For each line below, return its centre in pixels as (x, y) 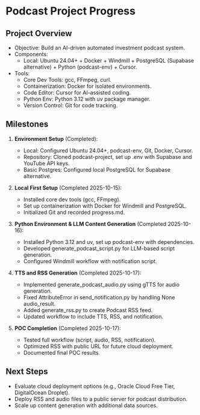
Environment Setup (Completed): (56, 139)
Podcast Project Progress (71, 11)
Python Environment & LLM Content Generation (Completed (90, 223)
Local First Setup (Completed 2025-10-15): (68, 187)
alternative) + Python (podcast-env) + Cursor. (80, 67)
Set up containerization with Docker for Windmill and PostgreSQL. (105, 205)
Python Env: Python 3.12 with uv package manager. (87, 99)
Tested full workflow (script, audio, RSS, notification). (89, 340)
